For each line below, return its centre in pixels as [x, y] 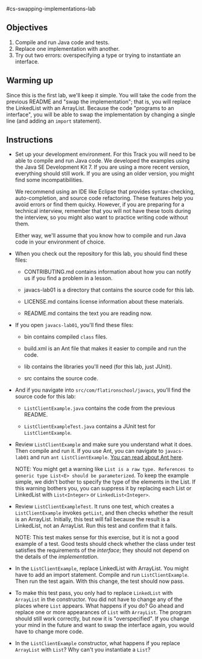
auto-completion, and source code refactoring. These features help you [104, 198]
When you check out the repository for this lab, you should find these [101, 254]
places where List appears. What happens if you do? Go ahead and [99, 606]
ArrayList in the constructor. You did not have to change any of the [99, 599]
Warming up [30, 81]
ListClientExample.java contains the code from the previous [99, 408]
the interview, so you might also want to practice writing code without [101, 218]
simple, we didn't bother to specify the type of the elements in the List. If [105, 482]
